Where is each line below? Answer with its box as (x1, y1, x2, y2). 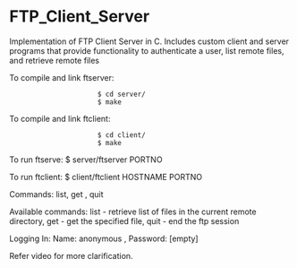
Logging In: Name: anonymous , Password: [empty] (9, 233, 199, 244)
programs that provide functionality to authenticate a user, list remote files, (9, 45, 284, 56)
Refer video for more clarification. (9, 250, 133, 261)
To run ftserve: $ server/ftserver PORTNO (9, 154, 163, 165)
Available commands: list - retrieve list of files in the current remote (9, 206, 257, 217)
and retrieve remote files (9, 55, 100, 65)
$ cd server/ (97, 90, 146, 99)
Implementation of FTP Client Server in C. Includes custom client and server (9, 36, 289, 47)
